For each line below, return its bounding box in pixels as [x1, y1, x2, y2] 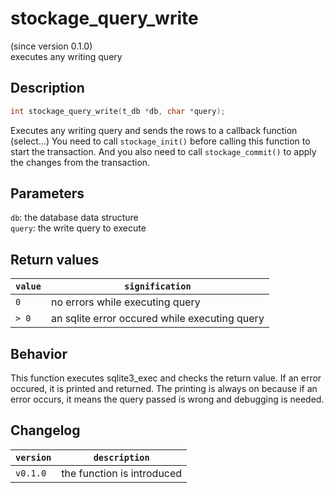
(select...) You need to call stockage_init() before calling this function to [10, 135, 311, 147]
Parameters [10, 185, 85, 202]
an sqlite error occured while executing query [50, 312, 265, 326]
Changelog [10, 422, 81, 439]
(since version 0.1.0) [10, 40, 93, 52]
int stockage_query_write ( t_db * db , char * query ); [10, 106, 226, 116]
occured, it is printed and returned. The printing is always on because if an [10, 383, 318, 395]
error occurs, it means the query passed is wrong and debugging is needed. [10, 393, 325, 406]
